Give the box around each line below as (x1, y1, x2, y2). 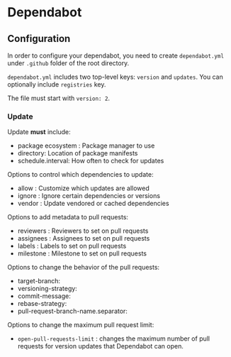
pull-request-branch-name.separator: (17, 307, 128, 316)
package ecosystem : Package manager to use (17, 141, 155, 150)
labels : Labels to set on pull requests (17, 242, 127, 251)
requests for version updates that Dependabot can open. (17, 342, 184, 351)
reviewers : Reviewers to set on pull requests (17, 226, 149, 235)
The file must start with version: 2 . (7, 94, 111, 102)
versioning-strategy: (17, 285, 78, 293)
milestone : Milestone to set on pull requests (17, 249, 147, 258)
